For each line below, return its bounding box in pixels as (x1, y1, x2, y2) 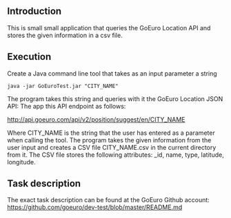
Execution (7, 51, 52, 63)
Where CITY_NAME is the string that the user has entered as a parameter (7, 129, 215, 137)
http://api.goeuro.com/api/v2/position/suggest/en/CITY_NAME (7, 115, 185, 123)
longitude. (7, 157, 36, 166)
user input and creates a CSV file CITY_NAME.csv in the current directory (7, 143, 217, 151)
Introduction (7, 6, 62, 17)
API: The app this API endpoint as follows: (7, 102, 126, 110)
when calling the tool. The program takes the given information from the (7, 135, 212, 144)
